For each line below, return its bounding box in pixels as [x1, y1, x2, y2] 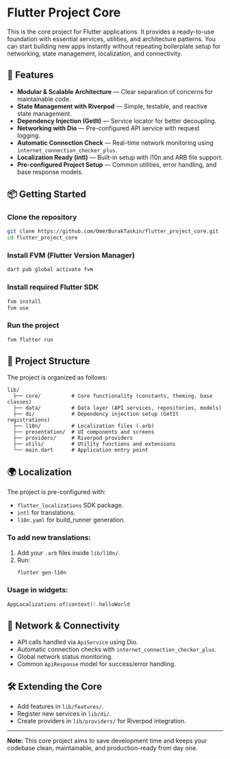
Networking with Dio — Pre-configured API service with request [16, 124, 200, 132]
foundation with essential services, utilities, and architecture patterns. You [7, 34, 216, 43]
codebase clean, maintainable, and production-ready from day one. [7, 744, 198, 752]
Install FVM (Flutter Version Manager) [7, 250, 136, 260]
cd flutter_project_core [7, 235, 78, 242]
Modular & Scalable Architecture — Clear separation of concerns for [16, 87, 214, 95]
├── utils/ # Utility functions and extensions [13, 441, 176, 447]
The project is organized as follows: [7, 373, 108, 382]
